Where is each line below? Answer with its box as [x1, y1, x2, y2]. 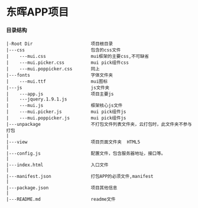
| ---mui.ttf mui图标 [6, 79, 108, 84]
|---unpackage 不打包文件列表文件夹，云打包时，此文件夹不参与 [6, 122, 192, 128]
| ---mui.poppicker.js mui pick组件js [6, 115, 126, 121]
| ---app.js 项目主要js [6, 91, 114, 97]
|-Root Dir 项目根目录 [6, 41, 113, 47]
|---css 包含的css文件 [6, 47, 121, 53]
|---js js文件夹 [6, 85, 110, 91]
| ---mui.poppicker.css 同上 [6, 66, 100, 72]
